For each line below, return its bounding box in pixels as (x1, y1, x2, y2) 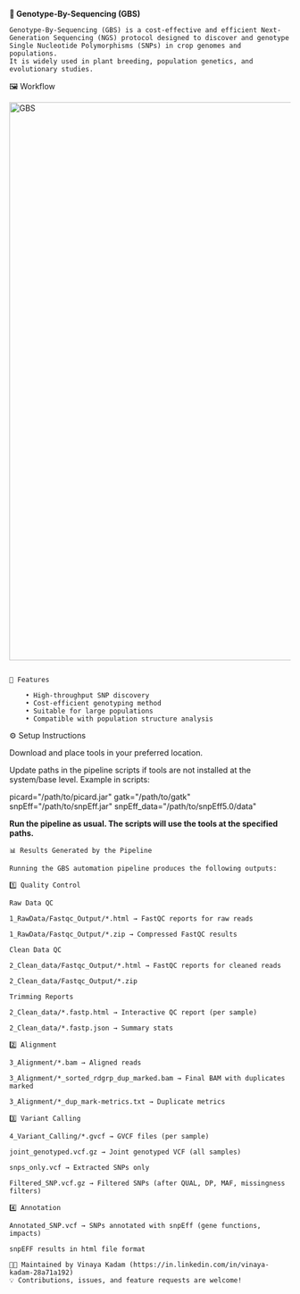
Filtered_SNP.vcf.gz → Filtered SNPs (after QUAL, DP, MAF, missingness (9, 1179, 286, 1188)
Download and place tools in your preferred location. (9, 747, 204, 758)
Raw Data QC (9, 898, 54, 907)
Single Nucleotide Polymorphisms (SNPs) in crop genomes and (9, 41, 242, 50)
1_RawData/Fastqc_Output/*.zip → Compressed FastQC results (9, 930, 238, 939)
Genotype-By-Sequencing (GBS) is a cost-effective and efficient (9, 26, 257, 35)
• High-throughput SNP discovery (25, 691, 150, 700)
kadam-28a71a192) (9, 1268, 74, 1277)
